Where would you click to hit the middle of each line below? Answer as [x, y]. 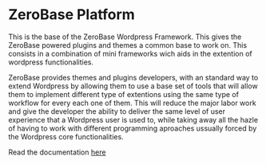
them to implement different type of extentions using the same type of [124, 94]
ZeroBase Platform [72, 15]
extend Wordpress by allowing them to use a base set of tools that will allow [133, 86]
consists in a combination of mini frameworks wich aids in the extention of [131, 53]
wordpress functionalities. [51, 62]
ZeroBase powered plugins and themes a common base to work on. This [128, 45]
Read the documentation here [57, 152]
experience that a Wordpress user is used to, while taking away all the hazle [133, 119]
